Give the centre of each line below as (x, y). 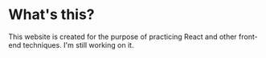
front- (248, 37)
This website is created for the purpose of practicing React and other (123, 37)
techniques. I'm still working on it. (78, 44)
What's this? (51, 15)
